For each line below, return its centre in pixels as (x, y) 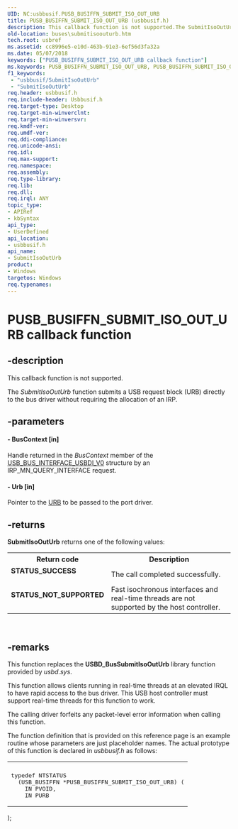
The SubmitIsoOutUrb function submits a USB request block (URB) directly (116, 392)
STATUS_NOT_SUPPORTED (58, 595)
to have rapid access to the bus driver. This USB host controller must (108, 693)
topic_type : (25, 205)
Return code (58, 559)
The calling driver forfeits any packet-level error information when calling (114, 714)
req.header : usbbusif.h (42, 93)
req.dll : (20, 192)
